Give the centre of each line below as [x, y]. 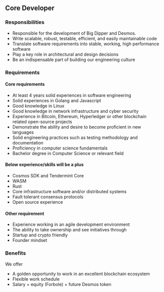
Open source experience [38, 202]
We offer [14, 264]
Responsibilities [25, 22]
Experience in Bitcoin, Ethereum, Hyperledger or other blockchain [80, 116]
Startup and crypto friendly [40, 235]
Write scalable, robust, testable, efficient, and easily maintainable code [84, 38]
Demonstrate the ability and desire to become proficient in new [77, 127]
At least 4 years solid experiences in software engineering [72, 95]
